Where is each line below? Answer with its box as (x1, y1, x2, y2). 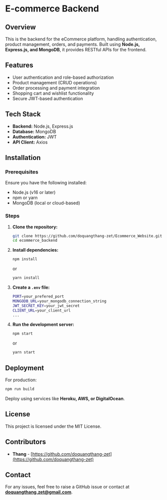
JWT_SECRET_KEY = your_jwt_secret (12, 303, 80, 308)
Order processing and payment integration (12, 85, 100, 91)
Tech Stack (5, 110, 41, 119)
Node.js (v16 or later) (12, 189, 56, 195)
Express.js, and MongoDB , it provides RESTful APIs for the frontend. (5, 47, 147, 52)
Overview (5, 23, 36, 31)
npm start (12, 331, 33, 336)
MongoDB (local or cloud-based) (12, 200, 80, 206)
